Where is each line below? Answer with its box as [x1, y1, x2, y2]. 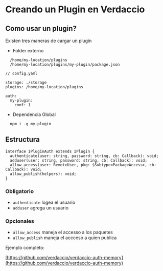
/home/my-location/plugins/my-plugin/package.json [10, 62, 120, 67]
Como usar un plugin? [5, 24, 77, 33]
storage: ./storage [5, 80, 47, 85]
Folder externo [12, 48, 44, 53]
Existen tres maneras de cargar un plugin [5, 37, 92, 44]
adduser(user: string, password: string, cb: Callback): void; [10, 158, 147, 163]
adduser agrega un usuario [12, 205, 69, 211]
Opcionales [5, 218, 35, 225]
